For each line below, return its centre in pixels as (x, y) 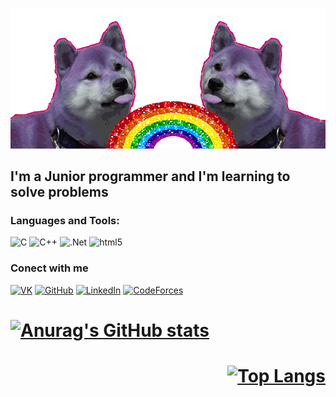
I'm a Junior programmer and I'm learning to (150, 176)
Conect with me (49, 268)
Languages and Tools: (65, 221)
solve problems (59, 192)
